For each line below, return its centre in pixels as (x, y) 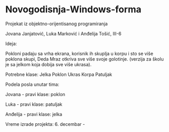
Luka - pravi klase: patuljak (34, 104)
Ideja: (11, 43)
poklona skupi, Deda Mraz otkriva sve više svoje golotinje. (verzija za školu (85, 59)
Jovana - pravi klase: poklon (35, 94)
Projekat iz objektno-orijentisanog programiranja (57, 24)
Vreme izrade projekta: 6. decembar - (45, 124)
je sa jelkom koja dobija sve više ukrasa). (48, 64)
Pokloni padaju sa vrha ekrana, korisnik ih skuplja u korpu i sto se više (79, 53)
